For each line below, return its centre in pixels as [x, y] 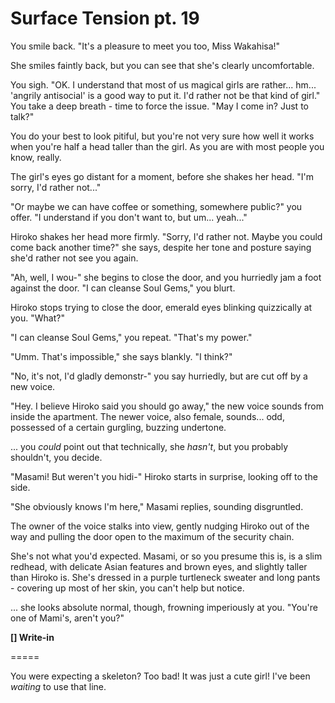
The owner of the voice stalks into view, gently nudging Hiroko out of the [160, 526]
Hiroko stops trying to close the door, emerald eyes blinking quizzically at [161, 307]
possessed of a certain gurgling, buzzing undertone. [118, 427]
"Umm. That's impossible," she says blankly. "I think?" [121, 356]
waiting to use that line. [58, 686]
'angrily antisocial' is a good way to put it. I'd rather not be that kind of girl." [165, 95]
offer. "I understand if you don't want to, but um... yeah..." [129, 217]
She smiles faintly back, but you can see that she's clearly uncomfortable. [162, 65]
